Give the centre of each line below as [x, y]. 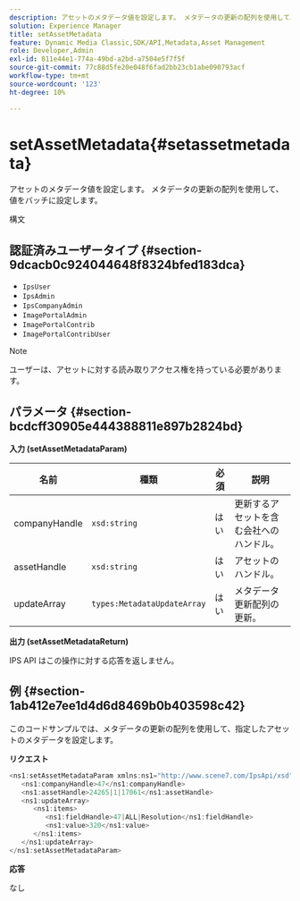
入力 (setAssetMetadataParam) [68, 449]
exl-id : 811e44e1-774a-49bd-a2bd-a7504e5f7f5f [97, 59]
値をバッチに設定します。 [56, 200]
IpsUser [36, 287]
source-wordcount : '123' [55, 84]
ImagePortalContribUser [67, 335]
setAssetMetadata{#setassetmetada [150, 144]
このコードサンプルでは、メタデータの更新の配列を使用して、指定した [138, 728]
